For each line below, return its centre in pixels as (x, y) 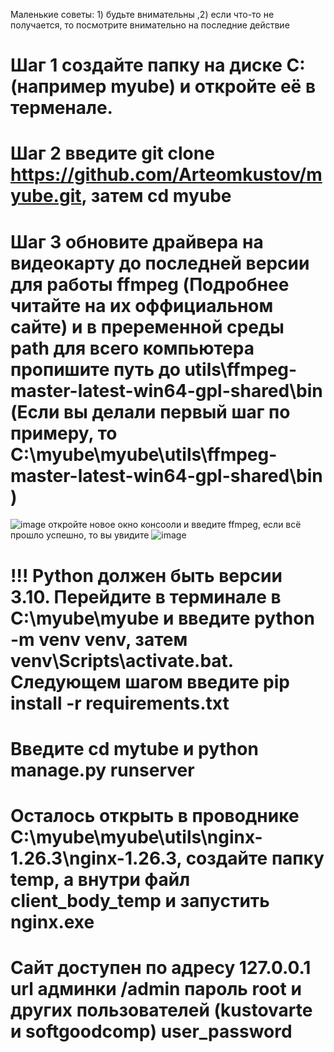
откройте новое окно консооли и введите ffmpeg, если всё (175, 525)
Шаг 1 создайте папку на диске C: (158, 65)
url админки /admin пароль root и (156, 989)
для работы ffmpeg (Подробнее (150, 284)
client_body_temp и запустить (140, 900)
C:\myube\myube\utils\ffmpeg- (144, 454)
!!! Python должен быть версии (146, 575)
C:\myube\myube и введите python (162, 618)
